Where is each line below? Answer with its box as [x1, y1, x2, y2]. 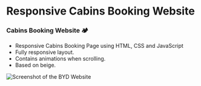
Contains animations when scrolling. [15, 55, 106, 62]
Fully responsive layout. [15, 48, 74, 56]
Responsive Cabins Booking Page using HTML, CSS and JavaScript [15, 42, 183, 50]
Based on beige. [15, 62, 56, 69]
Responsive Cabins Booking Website [6, 4, 195, 18]
